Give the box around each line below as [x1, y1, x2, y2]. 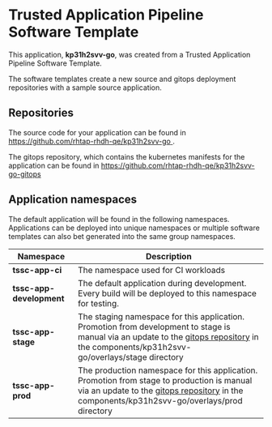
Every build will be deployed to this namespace [78, 288, 257, 299]
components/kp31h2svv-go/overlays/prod [78, 395, 243, 406]
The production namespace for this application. [78, 365, 258, 376]
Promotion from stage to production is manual [78, 374, 253, 386]
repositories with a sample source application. [8, 83, 162, 92]
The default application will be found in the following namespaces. [8, 214, 230, 224]
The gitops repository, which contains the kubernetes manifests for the [8, 152, 245, 161]
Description [145, 250, 192, 262]
